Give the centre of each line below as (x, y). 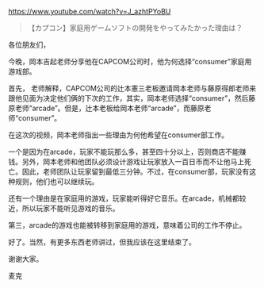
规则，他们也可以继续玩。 (57, 181)
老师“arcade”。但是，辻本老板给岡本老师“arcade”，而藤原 (109, 108)
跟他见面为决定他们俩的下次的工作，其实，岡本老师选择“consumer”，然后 (128, 98)
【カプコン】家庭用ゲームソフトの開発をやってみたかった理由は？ (135, 28)
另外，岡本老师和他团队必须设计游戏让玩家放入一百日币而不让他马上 (133, 161)
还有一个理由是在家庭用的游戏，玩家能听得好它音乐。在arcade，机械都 (124, 198)
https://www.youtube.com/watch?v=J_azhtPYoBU (90, 12)
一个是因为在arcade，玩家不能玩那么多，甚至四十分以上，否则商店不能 (124, 152)
